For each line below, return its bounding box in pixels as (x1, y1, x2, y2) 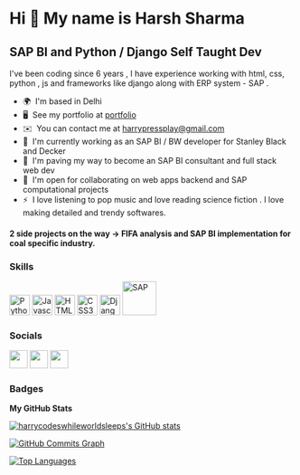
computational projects (22, 185, 109, 195)
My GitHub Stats (9, 403, 73, 414)
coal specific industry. (9, 237, 96, 248)
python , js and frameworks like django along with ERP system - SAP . (9, 78, 269, 89)
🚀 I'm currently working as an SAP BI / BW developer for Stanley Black (22, 136, 286, 147)
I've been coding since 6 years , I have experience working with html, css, (9, 68, 285, 79)
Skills (9, 260, 34, 272)
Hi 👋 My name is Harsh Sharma (9, 8, 246, 29)
